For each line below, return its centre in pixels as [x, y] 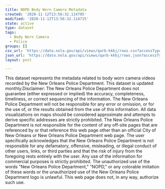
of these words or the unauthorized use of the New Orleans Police [72, 172]
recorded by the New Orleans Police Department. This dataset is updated [79, 83]
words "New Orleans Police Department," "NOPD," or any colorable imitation [82, 167]
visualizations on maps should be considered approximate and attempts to [80, 115]
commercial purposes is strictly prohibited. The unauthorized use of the [78, 162]
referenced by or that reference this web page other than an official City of [81, 130]
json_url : [15, 55]
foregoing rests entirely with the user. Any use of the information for [74, 156]
